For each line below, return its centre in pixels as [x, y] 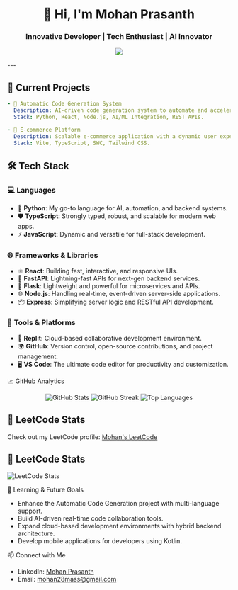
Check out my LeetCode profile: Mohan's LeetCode [83, 437]
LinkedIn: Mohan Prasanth [56, 572]
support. [30, 511]
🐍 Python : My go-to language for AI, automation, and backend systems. [123, 208]
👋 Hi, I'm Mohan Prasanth [119, 15]
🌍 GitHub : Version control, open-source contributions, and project [115, 346]
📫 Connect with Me [36, 555]
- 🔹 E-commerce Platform [44, 130]
